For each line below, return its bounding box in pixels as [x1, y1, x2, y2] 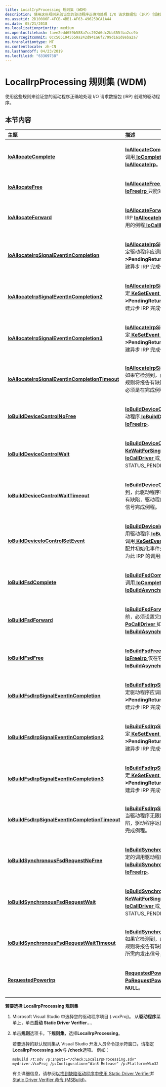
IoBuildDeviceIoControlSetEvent [7, 537, 85, 544]
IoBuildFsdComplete [7, 579, 57, 586]
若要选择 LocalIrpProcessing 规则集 [5, 1003, 79, 1009]
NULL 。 [125, 984, 143, 991]
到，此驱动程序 [125, 489, 160, 496]
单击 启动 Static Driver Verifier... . [25, 1020, 92, 1026]
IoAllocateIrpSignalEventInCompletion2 [7, 293, 103, 300]
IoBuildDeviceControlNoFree [7, 413, 77, 420]
